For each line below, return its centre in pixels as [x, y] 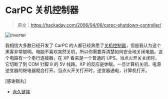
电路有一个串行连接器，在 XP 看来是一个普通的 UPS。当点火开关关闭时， [84, 57]
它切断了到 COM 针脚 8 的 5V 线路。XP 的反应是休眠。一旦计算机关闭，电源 [83, 64]
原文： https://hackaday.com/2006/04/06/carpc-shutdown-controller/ [89, 25]
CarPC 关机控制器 [42, 10]
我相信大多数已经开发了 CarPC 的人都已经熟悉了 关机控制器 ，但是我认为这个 [83, 45]
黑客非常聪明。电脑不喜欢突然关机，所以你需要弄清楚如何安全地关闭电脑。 [82, 51]
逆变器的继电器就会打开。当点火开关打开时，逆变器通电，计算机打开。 [77, 70]
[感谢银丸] [16, 81]
